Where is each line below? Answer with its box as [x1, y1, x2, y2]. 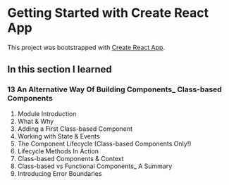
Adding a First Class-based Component [17, 125, 132, 133]
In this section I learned [7, 63, 113, 75]
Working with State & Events [17, 132, 100, 140]
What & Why [17, 117, 54, 125]
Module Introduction [17, 109, 77, 117]
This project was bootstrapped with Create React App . [7, 43, 166, 51]
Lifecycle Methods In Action [17, 146, 99, 155]
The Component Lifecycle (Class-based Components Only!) [17, 139, 192, 148]
